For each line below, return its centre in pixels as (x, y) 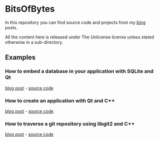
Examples (20, 58)
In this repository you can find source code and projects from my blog (75, 22)
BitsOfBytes (30, 9)
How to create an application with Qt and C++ (60, 101)
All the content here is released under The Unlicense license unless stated (80, 37)
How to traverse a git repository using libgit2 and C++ (70, 124)
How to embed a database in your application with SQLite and (79, 71)
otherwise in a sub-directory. (34, 42)
